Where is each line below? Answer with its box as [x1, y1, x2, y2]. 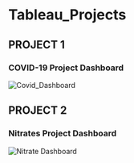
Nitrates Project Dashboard [8, 127, 117, 139]
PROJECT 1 [8, 38, 66, 52]
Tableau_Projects [8, 6, 127, 24]
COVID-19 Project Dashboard [8, 62, 124, 73]
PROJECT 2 [8, 103, 67, 118]
